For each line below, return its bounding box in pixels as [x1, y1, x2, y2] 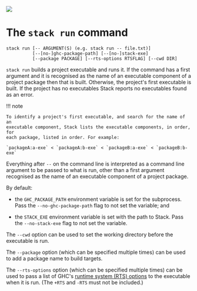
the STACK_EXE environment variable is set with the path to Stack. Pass [14, 213, 184, 220]
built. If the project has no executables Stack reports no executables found [6, 85, 187, 92]
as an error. [6, 91, 34, 98]
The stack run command [6, 26, 128, 39]
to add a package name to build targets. [6, 254, 103, 262]
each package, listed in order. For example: [6, 134, 119, 140]
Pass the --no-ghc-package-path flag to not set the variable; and [14, 201, 169, 209]
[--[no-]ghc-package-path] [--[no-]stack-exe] [32, 50, 149, 57]
